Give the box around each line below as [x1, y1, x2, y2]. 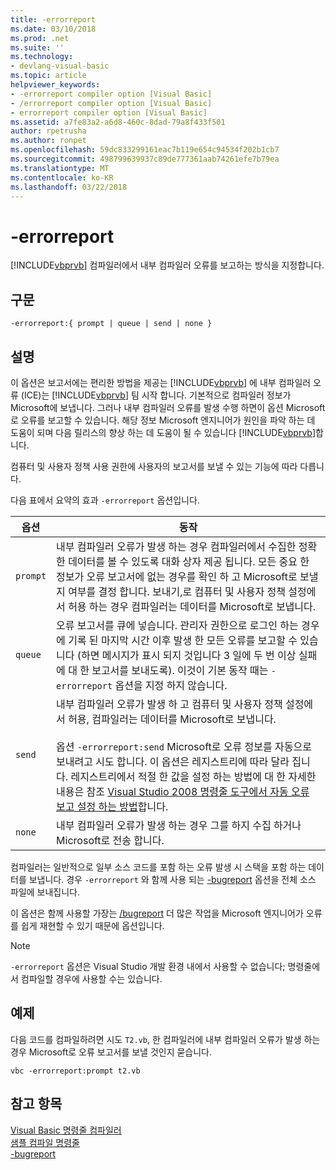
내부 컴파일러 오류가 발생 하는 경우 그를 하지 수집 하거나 [56, 818, 302, 832]
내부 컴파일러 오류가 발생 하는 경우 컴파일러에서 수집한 [56, 539, 297, 553]
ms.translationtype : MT [10, 163, 110, 173]
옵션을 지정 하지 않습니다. [114, 678, 228, 692]
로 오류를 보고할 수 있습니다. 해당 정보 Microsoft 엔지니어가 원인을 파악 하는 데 [10, 414, 316, 426]
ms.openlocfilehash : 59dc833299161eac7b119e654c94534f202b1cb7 [10, 145, 280, 155]
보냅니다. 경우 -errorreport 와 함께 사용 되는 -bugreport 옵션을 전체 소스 [28, 873, 317, 885]
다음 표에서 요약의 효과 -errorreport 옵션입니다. [10, 494, 200, 506]
